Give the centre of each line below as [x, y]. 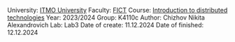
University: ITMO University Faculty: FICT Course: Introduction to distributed [117, 10]
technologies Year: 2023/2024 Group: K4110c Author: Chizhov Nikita [106, 17]
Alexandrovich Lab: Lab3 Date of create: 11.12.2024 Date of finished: [106, 25]
